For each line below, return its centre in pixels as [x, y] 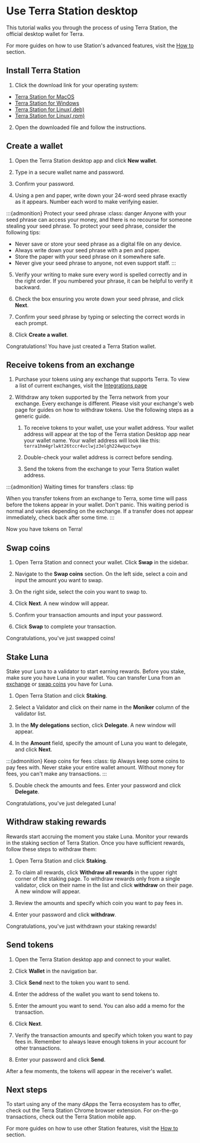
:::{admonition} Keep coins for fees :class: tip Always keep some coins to [96, 761]
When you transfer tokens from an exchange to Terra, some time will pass [97, 499]
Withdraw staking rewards [57, 822]
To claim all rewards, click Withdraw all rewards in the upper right [96, 872]
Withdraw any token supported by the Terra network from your [92, 397]
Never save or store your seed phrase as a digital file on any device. [98, 244]
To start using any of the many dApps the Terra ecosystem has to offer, [94, 1104]
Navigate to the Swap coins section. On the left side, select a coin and [101, 574]
